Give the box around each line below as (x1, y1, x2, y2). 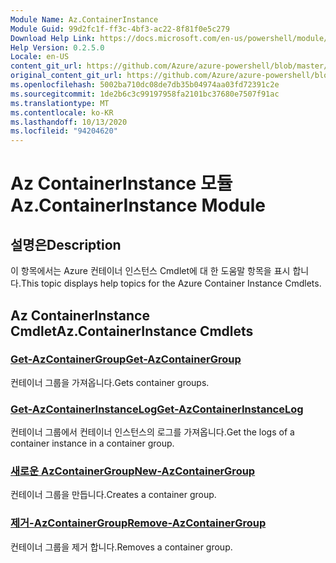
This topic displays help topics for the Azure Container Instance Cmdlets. (20, 277, 322, 290)
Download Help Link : (10, 33, 97, 43)
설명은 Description (10, 236, 122, 253)
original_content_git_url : (10, 71, 123, 81)
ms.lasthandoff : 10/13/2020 (10, 117, 128, 127)
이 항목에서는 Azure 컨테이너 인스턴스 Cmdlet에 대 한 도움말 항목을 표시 (10, 265, 291, 277)
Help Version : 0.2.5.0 (10, 42, 105, 53)
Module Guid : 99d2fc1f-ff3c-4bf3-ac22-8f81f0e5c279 (10, 24, 230, 34)
